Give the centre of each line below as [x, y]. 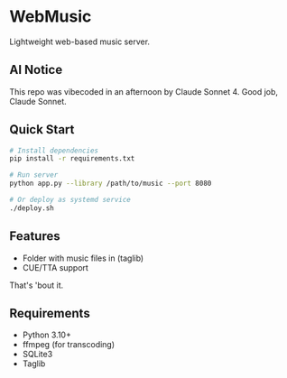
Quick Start [42, 129]
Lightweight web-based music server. [80, 41]
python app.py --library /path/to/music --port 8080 [111, 184]
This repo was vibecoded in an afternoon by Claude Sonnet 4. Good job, [143, 91]
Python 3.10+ [47, 335]
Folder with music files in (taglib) [83, 258]
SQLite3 [37, 355]
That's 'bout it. [37, 285]
